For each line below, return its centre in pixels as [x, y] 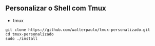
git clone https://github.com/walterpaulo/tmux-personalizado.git [78, 30]
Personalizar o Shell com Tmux [56, 8]
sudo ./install [22, 38]
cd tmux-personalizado [30, 34]
